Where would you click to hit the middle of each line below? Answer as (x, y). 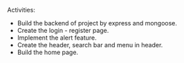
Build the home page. (47, 52)
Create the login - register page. (63, 30)
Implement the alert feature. (57, 38)
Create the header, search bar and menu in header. (90, 45)
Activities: (21, 10)
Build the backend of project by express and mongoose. (97, 23)
